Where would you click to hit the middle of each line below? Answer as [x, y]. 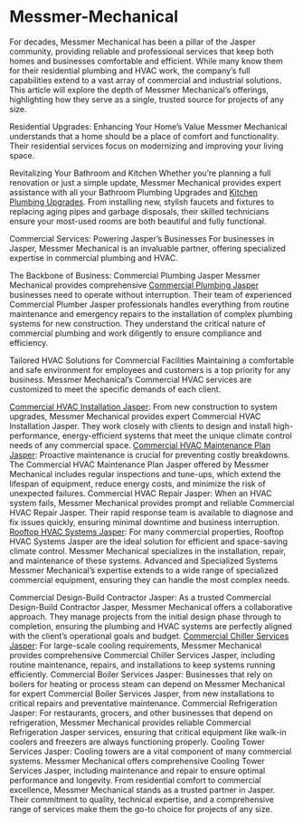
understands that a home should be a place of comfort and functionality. [144, 136]
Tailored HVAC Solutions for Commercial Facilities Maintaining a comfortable [152, 360]
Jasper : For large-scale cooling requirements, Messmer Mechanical [136, 646]
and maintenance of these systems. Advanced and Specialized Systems [144, 560]
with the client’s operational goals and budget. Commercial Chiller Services [149, 636]
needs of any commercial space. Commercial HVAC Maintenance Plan [140, 445]
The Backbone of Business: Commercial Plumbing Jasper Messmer [135, 275]
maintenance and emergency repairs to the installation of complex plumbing [151, 313]
